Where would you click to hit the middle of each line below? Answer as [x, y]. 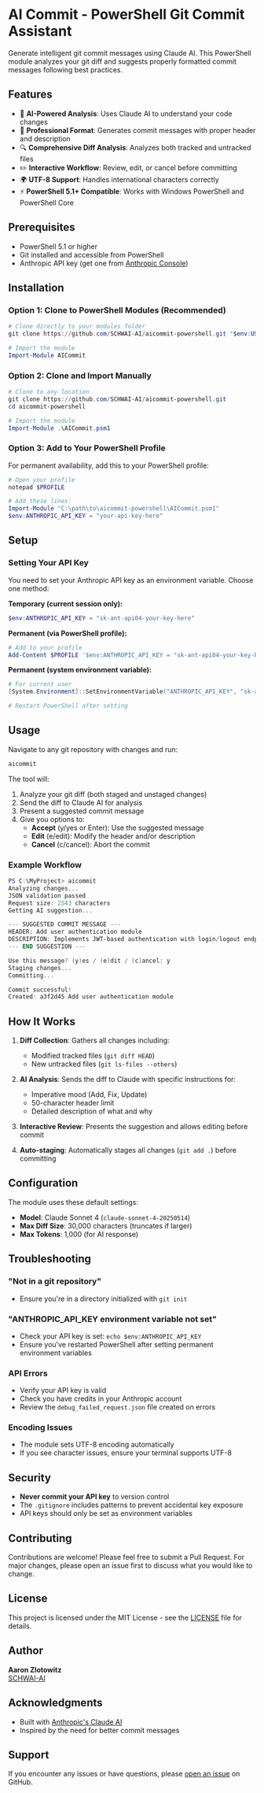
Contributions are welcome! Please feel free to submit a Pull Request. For [126, 1558]
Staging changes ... [40, 968]
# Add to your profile [45, 647]
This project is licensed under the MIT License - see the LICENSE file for [125, 1617]
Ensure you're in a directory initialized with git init [103, 1298]
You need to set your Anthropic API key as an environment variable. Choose [131, 580]
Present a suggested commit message [82, 811]
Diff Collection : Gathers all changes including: [95, 1040]
